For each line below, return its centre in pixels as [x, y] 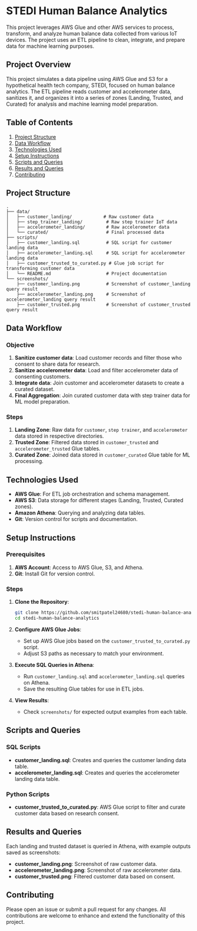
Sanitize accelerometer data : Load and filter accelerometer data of [96, 370]
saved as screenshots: [33, 852]
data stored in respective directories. [59, 436]
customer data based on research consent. [67, 813]
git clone [27, 613]
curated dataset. [34, 389]
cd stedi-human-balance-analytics [57, 619]
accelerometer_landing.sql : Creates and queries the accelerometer [97, 773]
